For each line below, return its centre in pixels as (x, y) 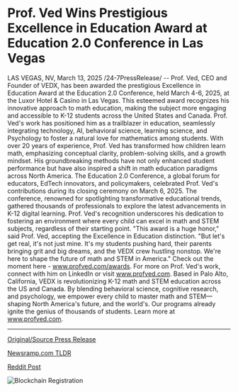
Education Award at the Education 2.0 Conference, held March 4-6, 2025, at (119, 93)
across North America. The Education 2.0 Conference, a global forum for (114, 176)
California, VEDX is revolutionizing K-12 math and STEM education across (114, 281)
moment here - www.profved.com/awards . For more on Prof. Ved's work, (114, 266)
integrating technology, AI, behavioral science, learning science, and (107, 130)
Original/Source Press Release (52, 339)
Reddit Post (24, 366)
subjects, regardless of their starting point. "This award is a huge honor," (113, 228)
